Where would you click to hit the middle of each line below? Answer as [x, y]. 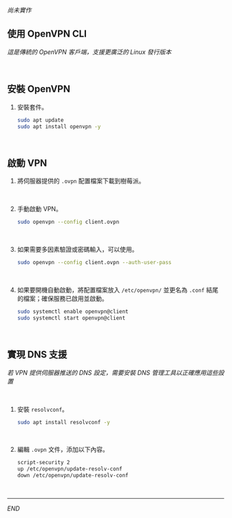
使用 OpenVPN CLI [47, 34]
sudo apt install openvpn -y [59, 126]
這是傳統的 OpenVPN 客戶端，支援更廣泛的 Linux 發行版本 [89, 52]
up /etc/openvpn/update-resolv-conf [70, 469]
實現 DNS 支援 [37, 355]
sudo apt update [40, 120]
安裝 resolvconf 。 [43, 409]
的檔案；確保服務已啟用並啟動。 [62, 298]
